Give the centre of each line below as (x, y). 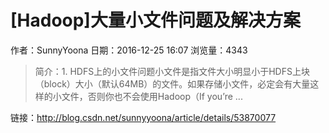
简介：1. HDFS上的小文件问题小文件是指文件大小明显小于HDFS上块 (172, 71)
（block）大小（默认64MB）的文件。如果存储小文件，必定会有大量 (172, 83)
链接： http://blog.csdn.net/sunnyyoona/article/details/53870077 (143, 117)
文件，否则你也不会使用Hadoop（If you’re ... (152, 96)
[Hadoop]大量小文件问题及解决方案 (155, 20)
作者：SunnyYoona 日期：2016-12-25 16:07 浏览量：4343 (129, 50)
